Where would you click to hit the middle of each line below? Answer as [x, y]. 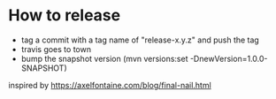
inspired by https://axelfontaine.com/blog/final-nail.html [110, 85]
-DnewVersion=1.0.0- [229, 58]
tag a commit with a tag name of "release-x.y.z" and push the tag [140, 40]
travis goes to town [56, 49]
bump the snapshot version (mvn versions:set [104, 58]
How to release [65, 15]
